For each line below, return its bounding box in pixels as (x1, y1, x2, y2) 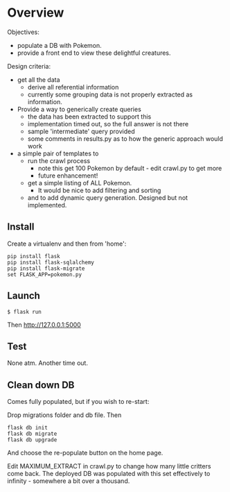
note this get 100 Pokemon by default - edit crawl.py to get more (37, 164, 222, 172)
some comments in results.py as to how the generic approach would (27, 134, 224, 143)
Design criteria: (7, 62, 51, 70)
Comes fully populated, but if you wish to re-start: (7, 398, 150, 406)
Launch (7, 290, 40, 302)
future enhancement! (37, 171, 98, 180)
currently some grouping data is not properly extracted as (27, 90, 193, 99)
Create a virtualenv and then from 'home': (7, 239, 127, 248)
